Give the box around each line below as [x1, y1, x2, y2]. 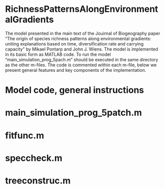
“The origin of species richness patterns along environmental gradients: [5, 36, 152, 42]
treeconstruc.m [5, 175, 71, 186]
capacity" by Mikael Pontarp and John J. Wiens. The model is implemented [5, 46, 158, 52]
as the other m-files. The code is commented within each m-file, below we [5, 62, 157, 68]
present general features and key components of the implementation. [5, 67, 147, 73]
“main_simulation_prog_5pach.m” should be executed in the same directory [5, 56, 159, 62]
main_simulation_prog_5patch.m [5, 107, 142, 118]
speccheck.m [5, 152, 63, 164]
